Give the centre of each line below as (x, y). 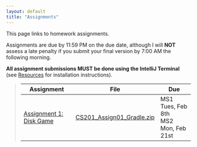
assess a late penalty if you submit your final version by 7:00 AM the (89, 51)
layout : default (26, 11)
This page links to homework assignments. (58, 33)
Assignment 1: (43, 113)
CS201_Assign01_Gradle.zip (115, 117)
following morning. (29, 57)
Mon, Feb (173, 128)
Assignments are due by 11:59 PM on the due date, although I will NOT (91, 45)
